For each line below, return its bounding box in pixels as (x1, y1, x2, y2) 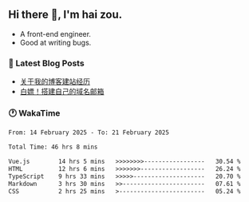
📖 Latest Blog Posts (8, 57, 85, 69)
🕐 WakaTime (8, 108, 61, 119)
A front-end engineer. (19, 29, 92, 38)
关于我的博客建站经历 (19, 77, 90, 86)
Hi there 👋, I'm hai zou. (8, 8, 122, 22)
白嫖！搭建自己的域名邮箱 (19, 87, 105, 97)
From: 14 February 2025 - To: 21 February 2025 (8, 129, 170, 137)
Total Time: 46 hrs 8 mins (8, 143, 98, 152)
